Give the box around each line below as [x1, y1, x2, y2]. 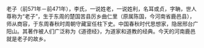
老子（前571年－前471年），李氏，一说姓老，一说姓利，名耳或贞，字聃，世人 [6, 5, 197, 12]
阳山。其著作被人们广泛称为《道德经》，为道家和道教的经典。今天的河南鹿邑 [6, 28, 196, 35]
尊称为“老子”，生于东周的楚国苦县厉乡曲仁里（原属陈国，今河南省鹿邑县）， [6, 13, 195, 20]
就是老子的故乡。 [6, 35, 49, 42]
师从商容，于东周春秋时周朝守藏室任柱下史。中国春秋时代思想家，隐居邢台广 [6, 20, 199, 27]
